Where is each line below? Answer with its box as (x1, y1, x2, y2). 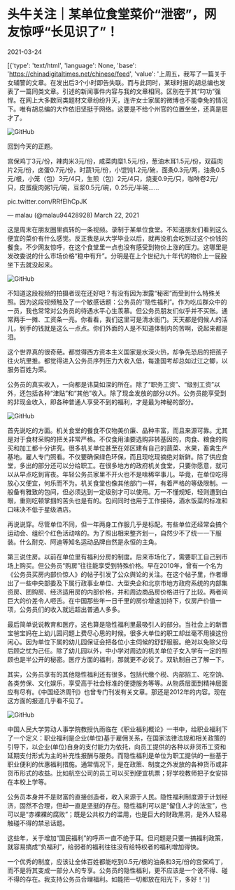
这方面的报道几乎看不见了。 (7, 696, 87, 705)
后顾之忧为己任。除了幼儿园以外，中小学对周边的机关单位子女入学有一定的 (7, 646, 222, 655)
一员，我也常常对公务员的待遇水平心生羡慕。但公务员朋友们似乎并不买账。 (7, 306, 222, 314)
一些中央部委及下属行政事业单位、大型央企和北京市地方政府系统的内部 (19, 578, 222, 587)
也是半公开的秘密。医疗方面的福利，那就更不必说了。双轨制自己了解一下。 (13, 655, 228, 663)
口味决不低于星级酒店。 (7, 505, 75, 513)
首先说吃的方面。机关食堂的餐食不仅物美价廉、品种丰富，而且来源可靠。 (7, 426, 215, 434)
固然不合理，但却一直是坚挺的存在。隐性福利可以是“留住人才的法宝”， (19, 801, 222, 809)
